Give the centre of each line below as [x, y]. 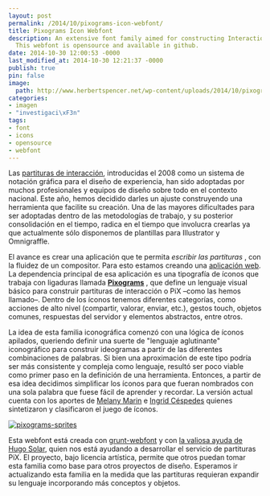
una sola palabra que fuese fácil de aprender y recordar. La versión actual [131, 392]
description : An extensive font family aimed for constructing [117, 38]
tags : [17, 121]
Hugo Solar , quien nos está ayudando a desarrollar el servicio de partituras [132, 449]
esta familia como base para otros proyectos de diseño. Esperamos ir [123, 466]
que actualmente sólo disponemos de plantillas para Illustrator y [114, 233]
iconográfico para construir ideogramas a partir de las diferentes [115, 350]
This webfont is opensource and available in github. [107, 46]
